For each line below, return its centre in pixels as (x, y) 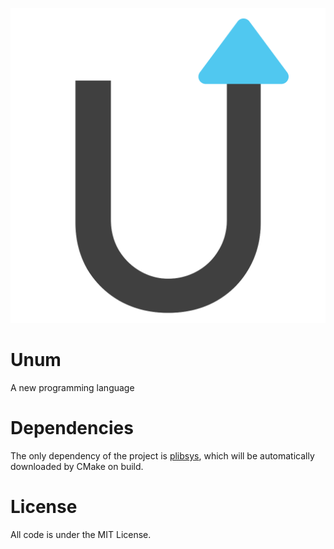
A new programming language (72, 387)
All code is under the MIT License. (81, 534)
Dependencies (72, 428)
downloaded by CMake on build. (77, 466)
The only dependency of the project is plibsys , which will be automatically (162, 455)
